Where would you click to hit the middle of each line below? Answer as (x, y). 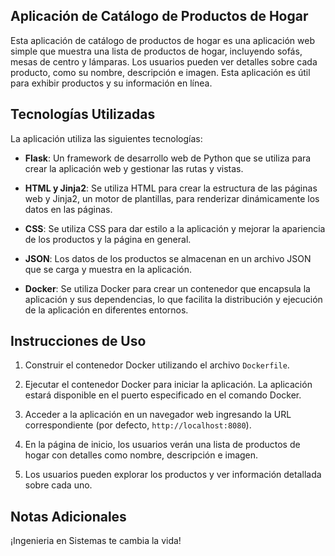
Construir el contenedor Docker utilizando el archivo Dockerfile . (157, 365)
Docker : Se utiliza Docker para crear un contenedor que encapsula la (167, 288)
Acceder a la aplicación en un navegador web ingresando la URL (158, 415)
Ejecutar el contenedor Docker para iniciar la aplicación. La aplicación (168, 385)
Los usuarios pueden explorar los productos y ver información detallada (173, 475)
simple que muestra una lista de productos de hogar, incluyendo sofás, (156, 51)
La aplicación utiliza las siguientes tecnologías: (106, 138)
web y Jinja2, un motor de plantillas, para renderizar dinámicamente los (172, 198)
